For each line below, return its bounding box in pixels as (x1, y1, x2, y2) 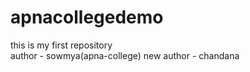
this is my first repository (10, 39, 113, 51)
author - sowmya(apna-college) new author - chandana (10, 49, 240, 61)
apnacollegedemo (10, 6, 164, 29)
